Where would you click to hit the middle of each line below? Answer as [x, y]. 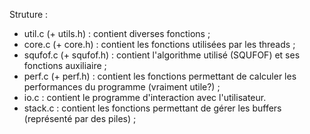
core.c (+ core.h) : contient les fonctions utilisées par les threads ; [159, 44]
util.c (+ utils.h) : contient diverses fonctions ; [117, 33]
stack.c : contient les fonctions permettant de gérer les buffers [152, 108]
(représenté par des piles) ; [80, 118]
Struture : [29, 14]
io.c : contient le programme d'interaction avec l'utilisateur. [145, 97]
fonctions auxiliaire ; [65, 65]
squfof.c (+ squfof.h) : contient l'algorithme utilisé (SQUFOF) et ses [162, 55]
